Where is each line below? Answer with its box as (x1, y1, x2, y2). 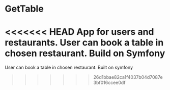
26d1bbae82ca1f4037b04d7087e (93, 74, 163, 80)
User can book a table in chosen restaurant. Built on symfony (5, 64, 133, 71)
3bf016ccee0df (93, 79, 126, 86)
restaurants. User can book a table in (5, 37, 164, 49)
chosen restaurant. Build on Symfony (5, 48, 165, 59)
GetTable (5, 3, 44, 15)
